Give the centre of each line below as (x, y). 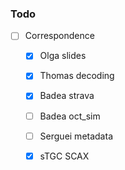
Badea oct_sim (70, 116)
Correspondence (59, 36)
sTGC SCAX (64, 156)
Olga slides (63, 56)
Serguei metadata (76, 136)
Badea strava (67, 96)
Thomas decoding (77, 76)
